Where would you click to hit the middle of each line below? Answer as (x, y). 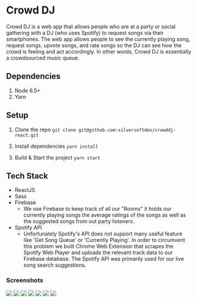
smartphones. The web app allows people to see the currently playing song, (98, 39)
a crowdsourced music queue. (43, 58)
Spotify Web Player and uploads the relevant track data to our (98, 253)
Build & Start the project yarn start (57, 157)
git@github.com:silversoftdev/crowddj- (127, 130)
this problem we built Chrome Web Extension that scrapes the (98, 246)
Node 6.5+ (28, 90)
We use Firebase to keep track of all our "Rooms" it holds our (97, 209)
